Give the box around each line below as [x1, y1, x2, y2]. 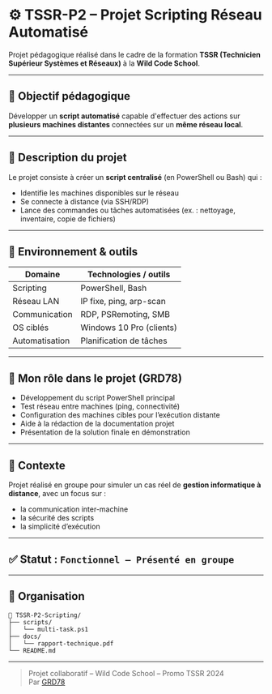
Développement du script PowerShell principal [19, 393, 176, 403]
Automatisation [12, 335, 70, 346]
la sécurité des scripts [19, 513, 95, 522]
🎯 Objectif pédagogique [8, 89, 131, 103]
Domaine [24, 269, 61, 281]
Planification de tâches [80, 335, 168, 346]
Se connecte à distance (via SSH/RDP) [19, 196, 150, 206]
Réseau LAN [12, 296, 60, 307]
